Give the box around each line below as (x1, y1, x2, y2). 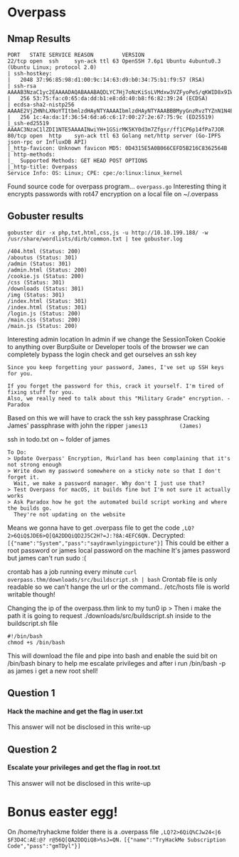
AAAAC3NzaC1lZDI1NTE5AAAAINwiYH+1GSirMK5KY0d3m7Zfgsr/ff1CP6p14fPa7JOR (7, 126, 224, 133)
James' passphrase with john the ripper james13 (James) (7, 421, 202, 430)
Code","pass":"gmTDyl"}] (7, 842, 81, 850)
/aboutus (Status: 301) (7, 254, 78, 261)
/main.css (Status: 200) (7, 316, 81, 324)
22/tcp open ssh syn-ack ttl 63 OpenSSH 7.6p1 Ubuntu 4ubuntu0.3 (7, 58, 221, 65)
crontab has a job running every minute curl (7, 567, 137, 576)
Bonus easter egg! (7, 804, 118, 820)
